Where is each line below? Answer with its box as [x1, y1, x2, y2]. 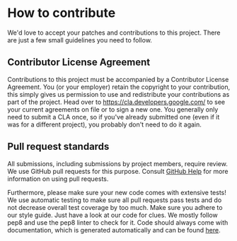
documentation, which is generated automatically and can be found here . [7, 225, 221, 234]
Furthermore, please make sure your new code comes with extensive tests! [7, 188, 226, 196]
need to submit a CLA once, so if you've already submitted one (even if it [7, 112, 220, 121]
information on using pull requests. [7, 175, 109, 183]
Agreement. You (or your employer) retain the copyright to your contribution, [7, 83, 231, 91]
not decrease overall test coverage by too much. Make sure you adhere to [7, 203, 223, 211]
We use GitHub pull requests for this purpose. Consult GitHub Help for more [7, 167, 229, 175]
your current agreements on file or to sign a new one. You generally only [7, 105, 219, 114]
